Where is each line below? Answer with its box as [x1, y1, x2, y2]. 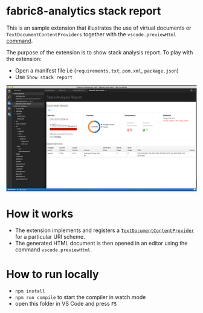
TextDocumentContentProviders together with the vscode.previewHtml [6, 30, 176, 37]
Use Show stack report [14, 73, 73, 80]
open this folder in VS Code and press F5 [14, 300, 117, 308]
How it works [6, 207, 74, 221]
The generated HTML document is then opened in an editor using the [14, 240, 188, 247]
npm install [14, 288, 45, 294]
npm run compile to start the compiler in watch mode [14, 294, 146, 301]
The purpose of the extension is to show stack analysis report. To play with [6, 48, 193, 56]
